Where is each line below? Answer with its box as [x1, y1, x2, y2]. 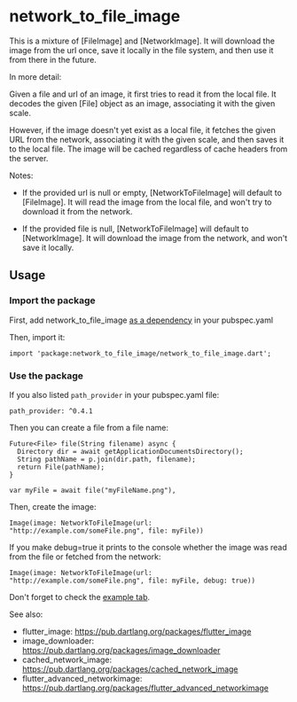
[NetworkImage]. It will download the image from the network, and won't [21, 232, 288, 243]
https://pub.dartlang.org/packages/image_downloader [21, 644, 221, 655]
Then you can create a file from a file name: [9, 422, 168, 433]
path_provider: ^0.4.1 [9, 406, 93, 416]
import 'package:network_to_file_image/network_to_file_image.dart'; [9, 348, 272, 358]
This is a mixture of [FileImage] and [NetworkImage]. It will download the [9, 35, 275, 46]
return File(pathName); [17, 463, 105, 472]
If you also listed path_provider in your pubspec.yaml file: [9, 389, 220, 400]
